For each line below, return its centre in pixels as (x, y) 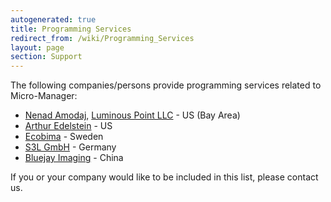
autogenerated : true (53, 19)
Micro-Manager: (44, 96)
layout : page (37, 47)
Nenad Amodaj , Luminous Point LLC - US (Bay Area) (132, 115)
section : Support (46, 57)
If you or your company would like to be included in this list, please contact (164, 177)
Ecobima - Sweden (64, 137)
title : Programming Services (71, 29)
